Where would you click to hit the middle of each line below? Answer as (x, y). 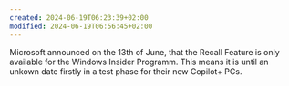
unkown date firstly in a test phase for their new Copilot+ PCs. (126, 71)
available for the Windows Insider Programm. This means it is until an (139, 62)
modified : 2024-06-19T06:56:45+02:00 (81, 26)
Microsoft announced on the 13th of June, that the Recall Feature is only (144, 52)
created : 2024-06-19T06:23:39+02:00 (79, 18)
